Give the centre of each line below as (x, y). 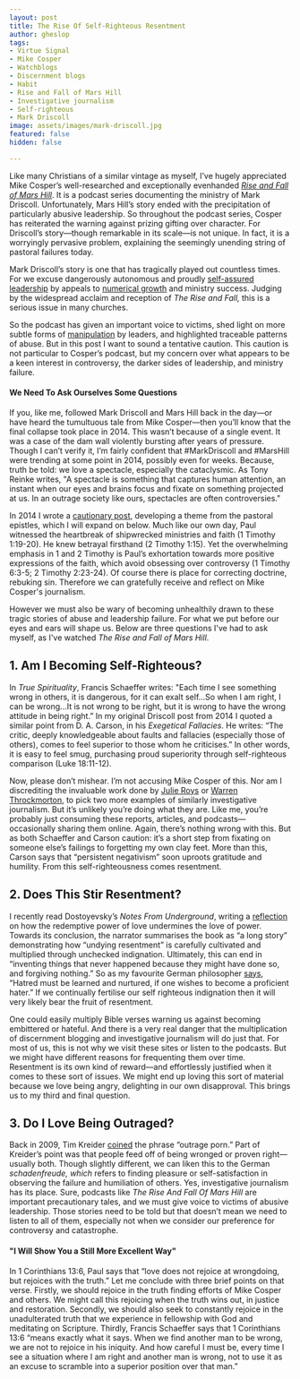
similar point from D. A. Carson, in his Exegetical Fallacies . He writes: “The (146, 725)
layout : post (34, 17)
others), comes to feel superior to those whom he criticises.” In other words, (150, 744)
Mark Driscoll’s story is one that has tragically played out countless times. (145, 269)
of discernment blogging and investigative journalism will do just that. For (144, 1038)
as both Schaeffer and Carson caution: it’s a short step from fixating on (140, 837)
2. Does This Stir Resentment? (95, 895)
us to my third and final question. (70, 1095)
